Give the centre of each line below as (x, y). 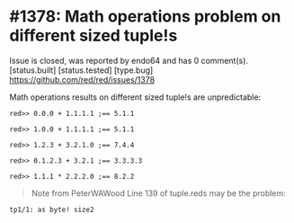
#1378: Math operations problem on (145, 17)
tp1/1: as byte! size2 (52, 210)
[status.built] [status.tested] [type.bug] (81, 70)
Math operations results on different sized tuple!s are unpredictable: (135, 97)
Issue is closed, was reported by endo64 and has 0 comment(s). (129, 60)
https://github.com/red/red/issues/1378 (82, 79)
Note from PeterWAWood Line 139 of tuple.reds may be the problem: (158, 193)
